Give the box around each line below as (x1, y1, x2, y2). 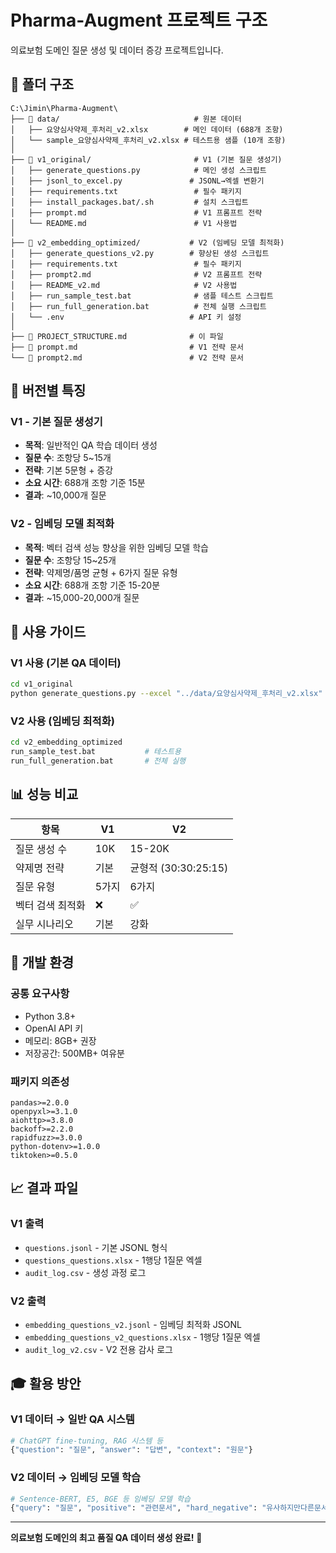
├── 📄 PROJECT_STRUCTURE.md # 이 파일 (10, 331, 224, 341)
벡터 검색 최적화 (15, 898, 86, 912)
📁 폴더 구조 (10, 76, 75, 93)
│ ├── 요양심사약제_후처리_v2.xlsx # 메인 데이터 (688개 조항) (10, 124, 284, 135)
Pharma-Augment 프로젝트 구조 (10, 9, 268, 32)
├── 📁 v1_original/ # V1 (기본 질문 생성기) (10, 154, 283, 165)
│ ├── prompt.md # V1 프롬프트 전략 (10, 207, 263, 218)
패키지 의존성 (10, 1074, 70, 1088)
